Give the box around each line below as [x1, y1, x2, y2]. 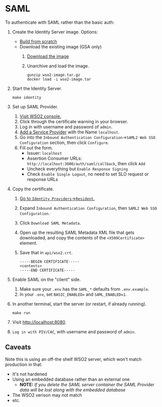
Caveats [5, 343, 31, 352]
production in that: [5, 362, 43, 367]
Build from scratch [19, 38, 58, 45]
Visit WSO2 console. [19, 113, 62, 119]
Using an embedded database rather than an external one [12, 376, 130, 382]
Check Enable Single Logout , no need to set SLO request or [27, 171, 149, 177]
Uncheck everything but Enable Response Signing [27, 166, 128, 172]
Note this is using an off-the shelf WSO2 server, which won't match [5, 356, 142, 362]
